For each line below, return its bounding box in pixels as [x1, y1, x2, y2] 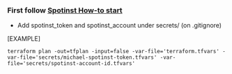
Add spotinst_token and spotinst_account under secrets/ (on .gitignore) [17, 21, 222, 30]
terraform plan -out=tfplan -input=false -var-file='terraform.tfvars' [7, 48, 219, 55]
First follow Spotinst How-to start [7, 6, 123, 15]
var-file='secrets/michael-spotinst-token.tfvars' [7, 54, 157, 61]
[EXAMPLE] [7, 35, 40, 43]
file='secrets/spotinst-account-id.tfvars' [7, 60, 136, 67]
